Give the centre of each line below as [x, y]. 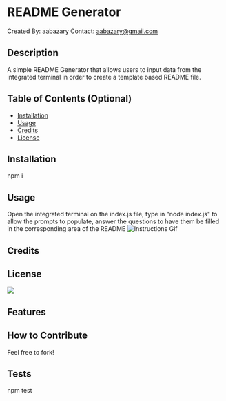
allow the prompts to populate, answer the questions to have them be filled [113, 221]
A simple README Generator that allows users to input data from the [104, 69]
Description [33, 53]
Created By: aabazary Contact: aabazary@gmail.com [83, 31]
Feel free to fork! [31, 352]
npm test [20, 391]
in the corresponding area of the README [66, 229]
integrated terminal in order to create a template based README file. [104, 77]
